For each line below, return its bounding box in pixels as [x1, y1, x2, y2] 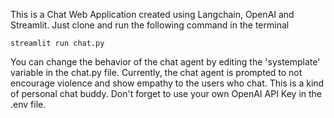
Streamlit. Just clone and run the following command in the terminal [10, 19, 290, 31]
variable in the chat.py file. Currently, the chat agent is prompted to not [10, 67, 303, 78]
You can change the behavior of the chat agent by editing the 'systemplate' [10, 56, 321, 68]
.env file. [10, 99, 47, 110]
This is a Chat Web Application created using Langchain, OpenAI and [10, 9, 295, 20]
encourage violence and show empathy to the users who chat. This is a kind [10, 77, 325, 89]
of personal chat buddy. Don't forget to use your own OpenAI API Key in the [10, 88, 323, 99]
